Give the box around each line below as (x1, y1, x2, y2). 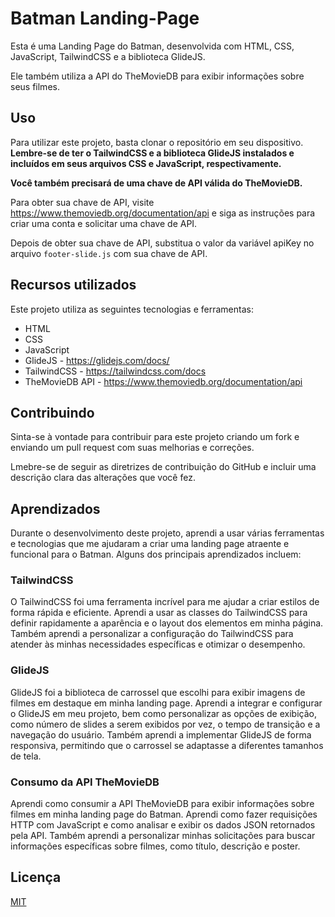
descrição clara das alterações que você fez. (10, 472, 196, 484)
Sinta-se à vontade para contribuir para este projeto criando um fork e (10, 431, 300, 443)
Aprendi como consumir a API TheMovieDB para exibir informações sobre (10, 798, 315, 810)
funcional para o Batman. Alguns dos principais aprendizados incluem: (10, 548, 302, 561)
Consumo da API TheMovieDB (10, 775, 160, 789)
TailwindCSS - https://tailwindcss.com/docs (24, 365, 207, 377)
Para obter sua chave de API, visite (10, 196, 155, 208)
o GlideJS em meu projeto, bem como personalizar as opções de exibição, (10, 707, 317, 719)
